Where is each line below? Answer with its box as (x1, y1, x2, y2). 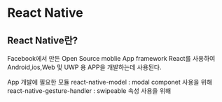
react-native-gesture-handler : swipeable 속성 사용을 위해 (7, 87, 172, 95)
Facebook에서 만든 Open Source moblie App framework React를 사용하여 (7, 54, 216, 62)
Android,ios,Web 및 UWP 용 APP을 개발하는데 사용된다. (7, 63, 162, 71)
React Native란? (7, 34, 78, 46)
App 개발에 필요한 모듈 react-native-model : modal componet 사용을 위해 (7, 78, 212, 86)
